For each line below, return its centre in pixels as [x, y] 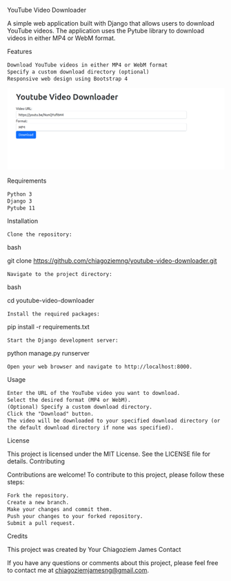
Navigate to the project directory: [60, 275]
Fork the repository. [38, 496]
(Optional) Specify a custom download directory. [80, 407]
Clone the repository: [40, 234]
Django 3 [20, 201]
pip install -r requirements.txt [48, 327]
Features [20, 52]
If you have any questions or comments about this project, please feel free [113, 563]
